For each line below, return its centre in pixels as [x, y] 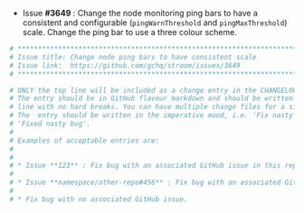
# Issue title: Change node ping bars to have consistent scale [133, 57]
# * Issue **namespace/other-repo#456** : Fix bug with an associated [145, 183]
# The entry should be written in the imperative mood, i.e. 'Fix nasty [152, 116]
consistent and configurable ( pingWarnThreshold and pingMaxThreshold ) [155, 23]
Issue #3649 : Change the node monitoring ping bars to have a [140, 13]
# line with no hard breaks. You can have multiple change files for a [147, 107]
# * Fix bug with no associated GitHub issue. [99, 199]
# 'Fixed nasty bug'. [50, 124]
